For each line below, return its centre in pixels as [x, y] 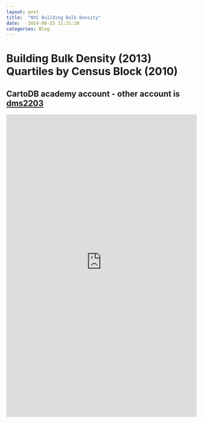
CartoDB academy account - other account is [93, 93]
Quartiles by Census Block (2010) [92, 72]
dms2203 [25, 103]
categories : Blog [28, 29]
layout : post [23, 12]
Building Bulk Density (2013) [79, 59]
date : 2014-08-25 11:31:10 [43, 23]
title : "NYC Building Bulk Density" [54, 18]
